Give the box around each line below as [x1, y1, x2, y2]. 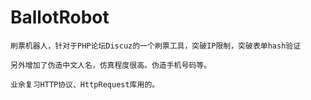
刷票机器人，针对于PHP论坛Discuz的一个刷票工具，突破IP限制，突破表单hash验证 [10, 41, 302, 51]
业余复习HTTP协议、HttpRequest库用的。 [10, 79, 160, 90]
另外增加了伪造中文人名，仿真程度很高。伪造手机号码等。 [10, 60, 212, 70]
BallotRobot [10, 6, 110, 29]
